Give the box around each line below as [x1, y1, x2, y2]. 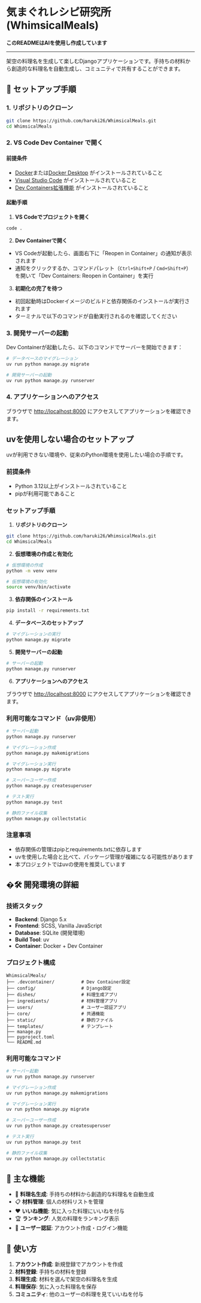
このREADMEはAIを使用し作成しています [6, 39, 108, 46]
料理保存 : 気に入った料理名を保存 [14, 1283, 97, 1290]
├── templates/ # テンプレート [6, 1023, 114, 1029]
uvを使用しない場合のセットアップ [6, 434, 134, 445]
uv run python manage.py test [6, 1139, 82, 1145]
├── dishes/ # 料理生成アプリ [6, 991, 118, 997]
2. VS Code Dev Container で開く [6, 138, 103, 147]
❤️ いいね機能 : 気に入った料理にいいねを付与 [14, 1208, 125, 1215]
